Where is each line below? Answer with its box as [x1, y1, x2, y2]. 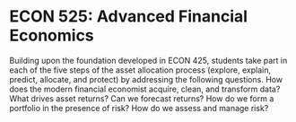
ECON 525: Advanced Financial [9, 6, 248, 27]
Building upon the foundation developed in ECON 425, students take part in [9, 55, 288, 65]
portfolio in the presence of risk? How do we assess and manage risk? [9, 102, 269, 113]
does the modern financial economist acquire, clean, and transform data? [9, 83, 281, 94]
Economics [9, 25, 94, 46]
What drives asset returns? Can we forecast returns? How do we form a [9, 92, 274, 104]
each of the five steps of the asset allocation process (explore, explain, [9, 65, 272, 75]
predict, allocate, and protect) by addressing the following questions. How [9, 74, 283, 84]
